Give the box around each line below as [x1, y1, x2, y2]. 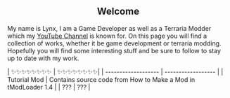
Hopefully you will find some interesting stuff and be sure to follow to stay [7, 46, 222, 55]
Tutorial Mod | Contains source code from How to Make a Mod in [7, 75, 196, 83]
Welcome [97, 6, 139, 17]
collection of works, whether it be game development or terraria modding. [7, 38, 222, 48]
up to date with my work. [7, 54, 79, 62]
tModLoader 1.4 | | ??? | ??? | [7, 83, 91, 91]
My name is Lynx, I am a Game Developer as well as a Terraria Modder [7, 24, 212, 32]
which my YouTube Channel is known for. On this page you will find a [7, 31, 207, 40]
